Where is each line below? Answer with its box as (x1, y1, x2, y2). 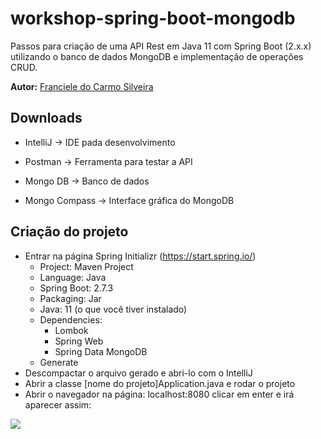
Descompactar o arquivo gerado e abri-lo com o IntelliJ (24, 367, 253, 379)
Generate (39, 356, 79, 368)
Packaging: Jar (39, 292, 102, 304)
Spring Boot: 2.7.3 (39, 282, 114, 294)
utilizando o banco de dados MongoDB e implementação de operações (10, 50, 304, 62)
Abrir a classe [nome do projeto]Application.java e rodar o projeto (24, 377, 296, 389)
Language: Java (39, 271, 107, 283)
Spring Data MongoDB (54, 345, 148, 357)
